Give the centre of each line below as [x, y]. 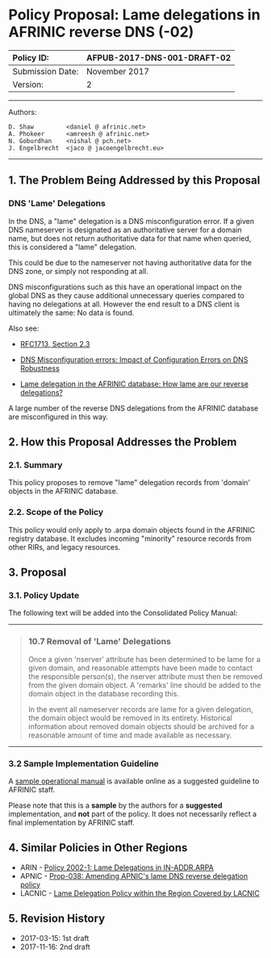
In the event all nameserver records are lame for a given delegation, [140, 709]
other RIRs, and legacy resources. [65, 547]
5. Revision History [57, 919]
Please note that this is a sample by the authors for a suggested [116, 805]
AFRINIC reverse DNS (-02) [101, 32]
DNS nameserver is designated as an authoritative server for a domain [125, 230]
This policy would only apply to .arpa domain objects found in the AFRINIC [132, 530]
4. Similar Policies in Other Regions [98, 848]
